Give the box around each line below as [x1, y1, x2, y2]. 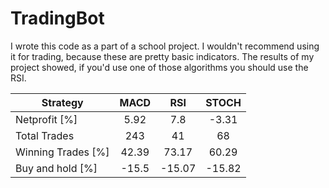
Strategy [41, 95, 84, 109]
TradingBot [10, 7, 105, 30]
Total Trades [15, 128, 75, 142]
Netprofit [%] [15, 112, 78, 126]
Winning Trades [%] [15, 145, 110, 159]
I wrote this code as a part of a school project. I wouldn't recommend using [10, 40, 320, 52]
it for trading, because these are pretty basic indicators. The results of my [10, 50, 315, 62]
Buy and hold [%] [15, 161, 98, 175]
